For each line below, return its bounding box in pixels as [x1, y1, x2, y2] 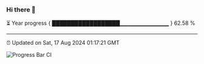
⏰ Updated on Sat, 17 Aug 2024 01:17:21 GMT [6, 39, 120, 46]
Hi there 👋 [6, 5, 36, 14]
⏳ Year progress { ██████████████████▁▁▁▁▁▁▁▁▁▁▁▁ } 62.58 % [6, 19, 195, 27]
